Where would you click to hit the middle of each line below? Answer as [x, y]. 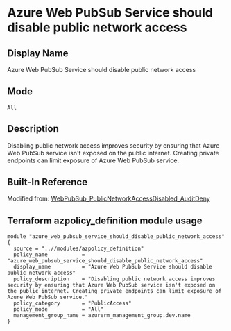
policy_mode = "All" [59, 309]
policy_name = [49, 255]
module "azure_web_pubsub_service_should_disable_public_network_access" [116, 237]
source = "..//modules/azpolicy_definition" [79, 249]
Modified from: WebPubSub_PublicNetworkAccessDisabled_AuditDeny [109, 198]
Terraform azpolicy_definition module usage [105, 220]
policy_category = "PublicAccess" [72, 303]
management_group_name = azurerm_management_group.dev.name [102, 316]
